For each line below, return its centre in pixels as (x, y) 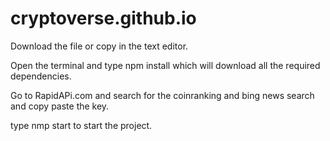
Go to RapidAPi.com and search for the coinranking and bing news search (162, 95)
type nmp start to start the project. (81, 125)
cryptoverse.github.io (103, 18)
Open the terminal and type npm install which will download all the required (165, 65)
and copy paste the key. (60, 106)
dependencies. (41, 76)
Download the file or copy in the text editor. (99, 46)
